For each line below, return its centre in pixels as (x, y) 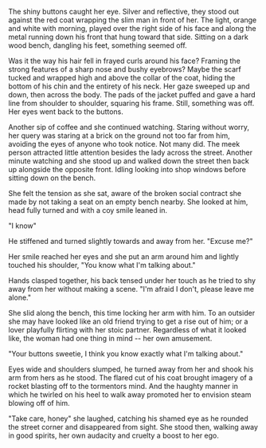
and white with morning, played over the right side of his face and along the (132, 28)
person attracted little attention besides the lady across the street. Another (131, 152)
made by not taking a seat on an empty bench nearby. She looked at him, (128, 202)
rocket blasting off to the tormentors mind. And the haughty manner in (123, 386)
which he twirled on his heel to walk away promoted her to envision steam (130, 395)
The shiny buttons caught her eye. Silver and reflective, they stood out (124, 12)
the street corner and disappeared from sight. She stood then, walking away (133, 427)
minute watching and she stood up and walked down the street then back (129, 161)
